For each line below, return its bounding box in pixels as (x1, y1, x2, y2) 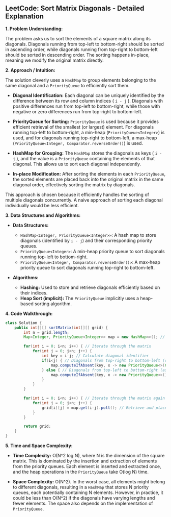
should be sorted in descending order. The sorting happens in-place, (5, 52, 150, 58)
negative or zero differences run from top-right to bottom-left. (12, 108, 142, 114)
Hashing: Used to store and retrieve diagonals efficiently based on (20, 284, 160, 290)
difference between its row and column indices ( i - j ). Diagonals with (12, 97, 163, 104)
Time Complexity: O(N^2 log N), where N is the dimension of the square (12, 453, 165, 459)
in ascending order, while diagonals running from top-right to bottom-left (5, 46, 158, 53)
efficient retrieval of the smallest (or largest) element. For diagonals (12, 124, 154, 130)
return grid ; (23, 424, 51, 429)
